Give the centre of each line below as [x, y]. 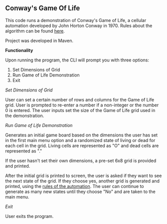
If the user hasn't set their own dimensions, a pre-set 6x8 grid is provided [81, 160]
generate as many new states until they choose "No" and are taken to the [80, 191]
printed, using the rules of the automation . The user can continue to [75, 186]
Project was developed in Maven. [39, 40]
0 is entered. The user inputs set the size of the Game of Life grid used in [80, 110]
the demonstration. [25, 115]
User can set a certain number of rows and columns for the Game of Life [80, 99]
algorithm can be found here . [35, 31]
